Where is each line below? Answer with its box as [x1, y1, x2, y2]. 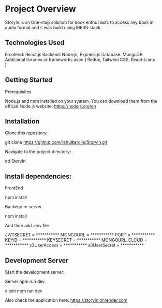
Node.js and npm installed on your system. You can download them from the [5, 98, 158, 104]
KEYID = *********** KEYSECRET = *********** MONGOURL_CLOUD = [5, 237, 147, 243]
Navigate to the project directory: [5, 149, 71, 154]
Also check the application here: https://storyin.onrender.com [5, 297, 128, 303]
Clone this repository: [5, 130, 48, 136]
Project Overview [5, 3, 76, 15]
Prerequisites [5, 89, 31, 94]
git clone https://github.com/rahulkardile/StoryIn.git [5, 139, 107, 145]
